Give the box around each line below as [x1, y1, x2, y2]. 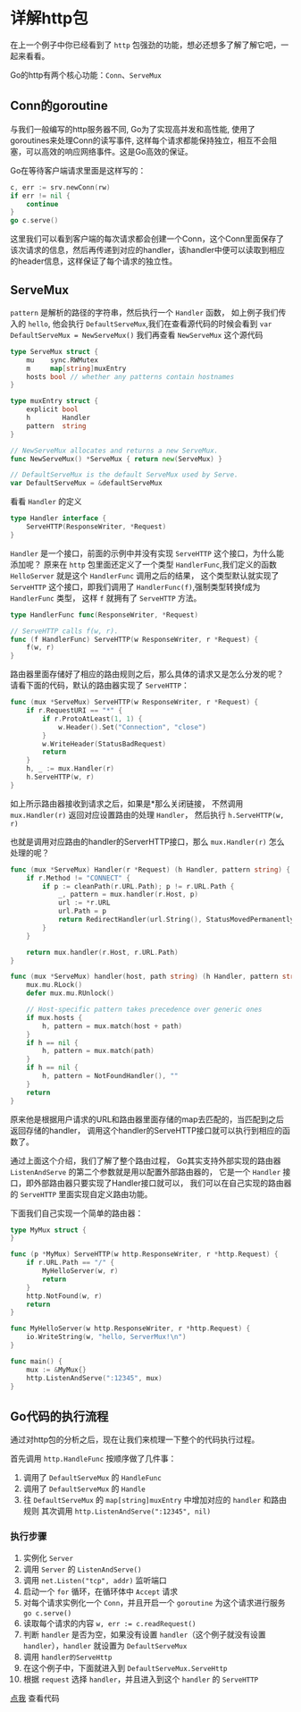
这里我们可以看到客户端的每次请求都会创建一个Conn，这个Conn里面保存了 [10, 233, 285, 244]
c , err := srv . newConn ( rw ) [10, 182, 111, 192]
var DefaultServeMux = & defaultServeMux [10, 479, 163, 488]
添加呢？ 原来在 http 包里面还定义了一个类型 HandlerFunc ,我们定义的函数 [10, 559, 278, 569]
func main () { [10, 1356, 63, 1366]
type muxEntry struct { [10, 397, 99, 406]
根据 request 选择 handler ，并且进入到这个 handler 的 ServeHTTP [22, 1674, 259, 1684]
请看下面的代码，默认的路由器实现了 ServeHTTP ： [10, 680, 190, 691]
